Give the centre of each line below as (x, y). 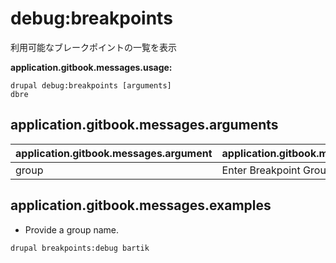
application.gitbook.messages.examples (141, 205)
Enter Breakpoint (261, 170)
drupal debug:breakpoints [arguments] (91, 85)
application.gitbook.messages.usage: (91, 67)
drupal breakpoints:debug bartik (80, 248)
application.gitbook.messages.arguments (144, 125)
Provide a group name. (72, 229)
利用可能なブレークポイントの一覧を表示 (93, 47)
